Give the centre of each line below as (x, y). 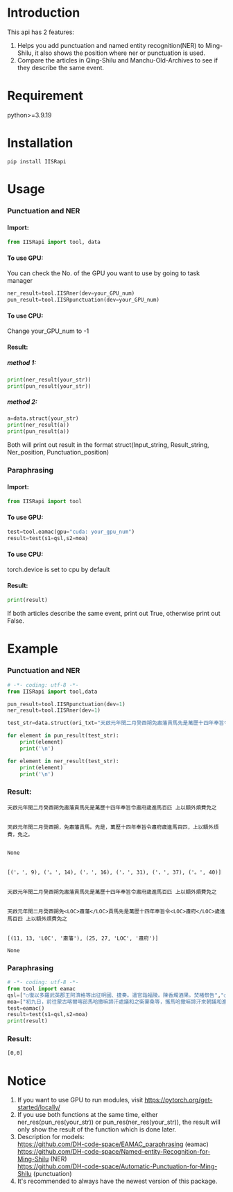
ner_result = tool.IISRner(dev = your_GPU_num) (71, 293)
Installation (40, 143)
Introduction (44, 13)
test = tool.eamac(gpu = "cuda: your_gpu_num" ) (71, 532)
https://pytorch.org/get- (179, 1100)
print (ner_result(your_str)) (49, 379)
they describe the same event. (61, 67)
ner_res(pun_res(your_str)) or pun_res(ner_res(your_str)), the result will (119, 1122)
